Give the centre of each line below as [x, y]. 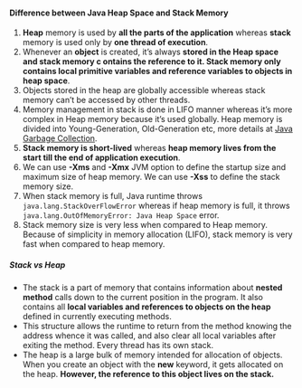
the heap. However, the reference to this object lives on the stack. [148, 374]
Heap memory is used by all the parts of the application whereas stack [156, 33]
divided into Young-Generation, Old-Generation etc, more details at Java [158, 129]
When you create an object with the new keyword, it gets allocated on [153, 364]
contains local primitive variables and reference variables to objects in [157, 71]
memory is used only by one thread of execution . [115, 43]
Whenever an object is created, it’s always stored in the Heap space [150, 52]
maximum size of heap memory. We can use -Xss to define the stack [151, 177]
